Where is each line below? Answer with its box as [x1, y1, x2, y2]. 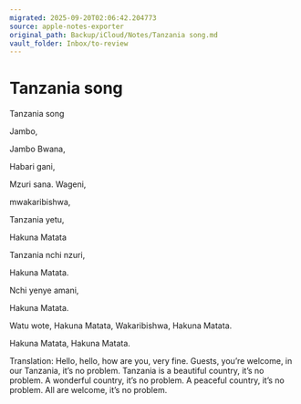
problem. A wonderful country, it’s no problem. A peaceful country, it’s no [9, 375, 285, 386]
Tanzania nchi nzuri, [9, 250, 86, 261]
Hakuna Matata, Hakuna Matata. [9, 338, 130, 349]
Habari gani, [9, 161, 56, 172]
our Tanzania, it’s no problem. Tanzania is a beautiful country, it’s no [9, 366, 265, 377]
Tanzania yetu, [9, 214, 65, 225]
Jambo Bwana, [9, 143, 66, 155]
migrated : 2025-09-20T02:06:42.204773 [9, 13, 157, 23]
